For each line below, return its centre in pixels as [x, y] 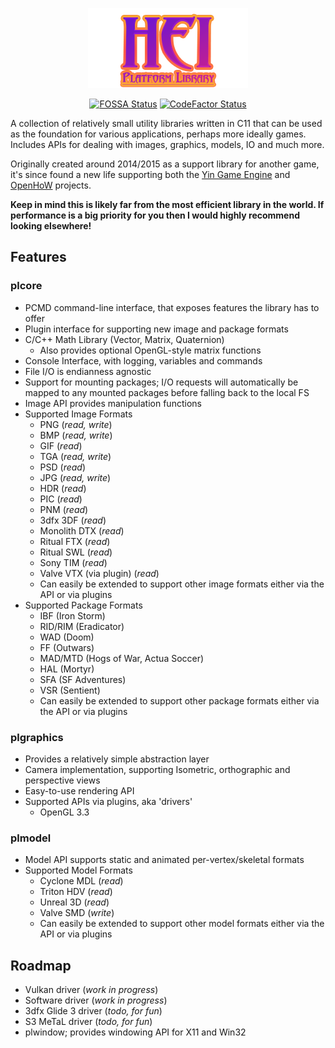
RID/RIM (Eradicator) [82, 626]
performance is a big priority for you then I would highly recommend [155, 215]
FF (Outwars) [67, 647]
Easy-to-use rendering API [79, 790]
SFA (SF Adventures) [83, 679]
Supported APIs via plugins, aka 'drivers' [108, 801]
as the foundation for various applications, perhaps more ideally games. [158, 134]
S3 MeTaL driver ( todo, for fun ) [88, 1022]
